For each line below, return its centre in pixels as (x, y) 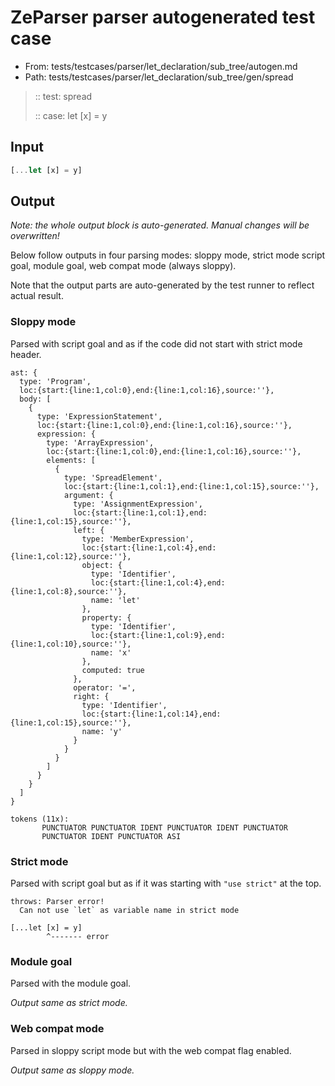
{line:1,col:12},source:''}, (71, 556)
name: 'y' (102, 731)
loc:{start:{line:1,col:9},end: (158, 635)
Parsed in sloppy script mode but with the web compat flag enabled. (151, 1050)
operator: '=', (105, 687)
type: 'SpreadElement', (113, 477)
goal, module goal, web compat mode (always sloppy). (123, 266)
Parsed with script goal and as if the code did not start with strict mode (156, 343)
